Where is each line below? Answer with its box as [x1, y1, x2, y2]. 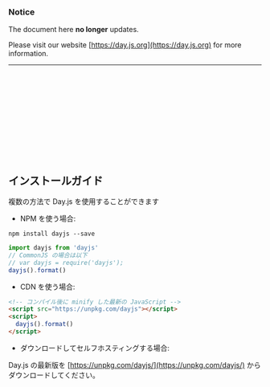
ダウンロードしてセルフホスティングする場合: [19, 343, 170, 352]
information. [8, 49, 49, 59]
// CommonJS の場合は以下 [8, 251, 88, 259]
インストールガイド [8, 173, 103, 187]
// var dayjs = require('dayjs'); [8, 259, 125, 267]
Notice [8, 6, 35, 18]
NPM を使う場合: [19, 214, 76, 223]
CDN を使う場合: [19, 282, 76, 291]
